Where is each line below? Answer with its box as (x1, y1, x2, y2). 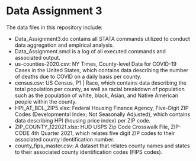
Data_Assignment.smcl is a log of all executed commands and (14, 47, 166, 54)
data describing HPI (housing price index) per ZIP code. (14, 117, 151, 124)
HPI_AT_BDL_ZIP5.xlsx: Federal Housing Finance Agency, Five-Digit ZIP (14, 104, 189, 111)
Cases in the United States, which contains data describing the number (14, 66, 188, 73)
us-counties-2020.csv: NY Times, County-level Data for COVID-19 (14, 60, 176, 67)
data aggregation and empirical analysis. (14, 41, 114, 49)
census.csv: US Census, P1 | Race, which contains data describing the (14, 79, 187, 86)
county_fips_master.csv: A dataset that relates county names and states (14, 142, 191, 149)
